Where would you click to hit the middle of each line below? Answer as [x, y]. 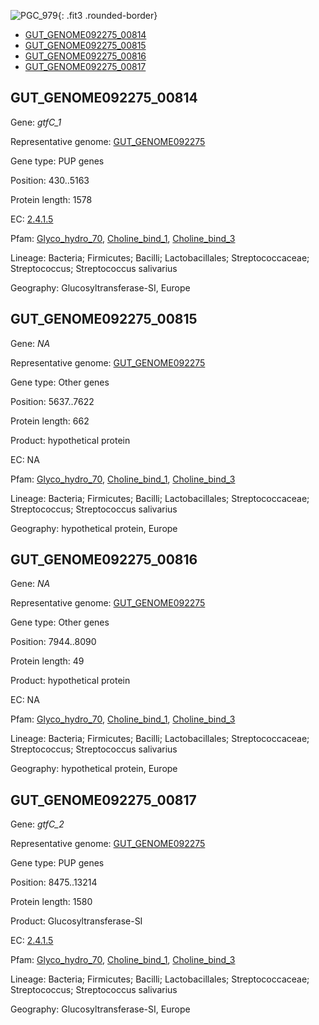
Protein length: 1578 [51, 199]
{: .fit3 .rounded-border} [107, 15]
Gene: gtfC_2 [37, 824]
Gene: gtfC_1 [36, 122]
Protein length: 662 [50, 421]
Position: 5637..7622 [52, 401]
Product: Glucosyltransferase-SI [76, 921]
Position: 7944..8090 [53, 642]
